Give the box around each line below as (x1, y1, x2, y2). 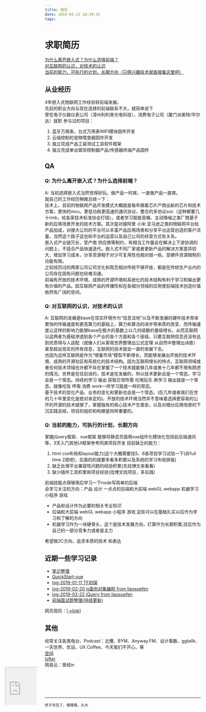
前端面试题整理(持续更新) (51, 597, 103, 603)
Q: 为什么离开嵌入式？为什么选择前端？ (45, 177, 138, 184)
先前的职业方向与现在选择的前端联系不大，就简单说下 (45, 105, 154, 112)
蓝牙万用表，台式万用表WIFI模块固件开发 (51, 129, 135, 135)
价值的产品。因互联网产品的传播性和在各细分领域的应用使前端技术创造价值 (49, 283, 201, 288)
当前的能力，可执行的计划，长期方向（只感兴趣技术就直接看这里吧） (45, 69, 184, 75)
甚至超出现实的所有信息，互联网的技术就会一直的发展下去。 (45, 346, 166, 352)
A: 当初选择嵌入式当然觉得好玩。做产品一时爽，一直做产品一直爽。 (45, 190, 181, 196)
